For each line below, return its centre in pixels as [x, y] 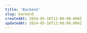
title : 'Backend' [23, 9]
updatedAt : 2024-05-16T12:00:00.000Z [43, 23]
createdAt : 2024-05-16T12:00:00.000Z [43, 18]
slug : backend [20, 14]
